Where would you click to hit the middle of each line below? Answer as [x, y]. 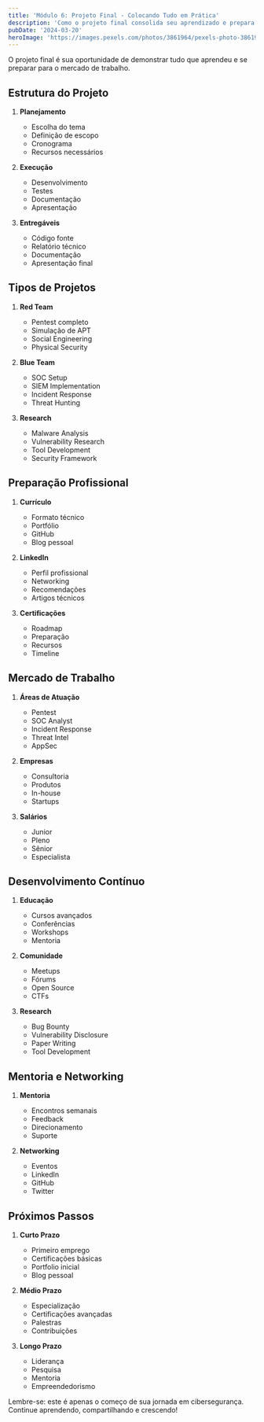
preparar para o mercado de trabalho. [70, 68]
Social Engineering [62, 338]
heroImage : [26, 37]
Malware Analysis [60, 433]
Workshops [50, 932]
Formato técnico [58, 517]
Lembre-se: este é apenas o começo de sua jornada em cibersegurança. [126, 1402]
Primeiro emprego [60, 1250]
